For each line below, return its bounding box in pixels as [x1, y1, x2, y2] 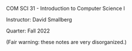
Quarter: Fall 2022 [6, 27, 50, 34]
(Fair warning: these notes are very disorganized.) [6, 39, 127, 45]
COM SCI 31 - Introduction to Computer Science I [6, 5, 125, 12]
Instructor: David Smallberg [6, 16, 72, 23]
